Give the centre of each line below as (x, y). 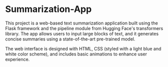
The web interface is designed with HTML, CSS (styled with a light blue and (83, 48)
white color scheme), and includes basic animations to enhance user (76, 54)
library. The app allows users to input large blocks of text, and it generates (82, 33)
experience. (18, 59)
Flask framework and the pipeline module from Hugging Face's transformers (84, 28)
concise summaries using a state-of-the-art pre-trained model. (70, 39)
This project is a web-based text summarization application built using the (81, 23)
